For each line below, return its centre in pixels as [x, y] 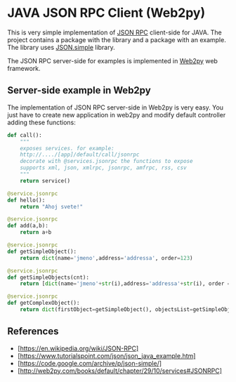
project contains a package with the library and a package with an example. [117, 39]
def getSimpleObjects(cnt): [48, 277]
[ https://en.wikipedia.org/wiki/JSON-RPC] [78, 348]
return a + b [36, 232]
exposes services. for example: [67, 148]
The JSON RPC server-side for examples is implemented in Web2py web [112, 60]
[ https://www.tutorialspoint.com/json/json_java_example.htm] [106, 355]
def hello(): [26, 200]
